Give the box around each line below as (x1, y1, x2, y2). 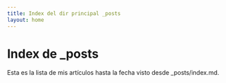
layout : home (7, 16, 45, 23)
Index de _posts (7, 46, 99, 62)
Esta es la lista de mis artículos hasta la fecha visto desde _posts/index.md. (7, 69, 220, 77)
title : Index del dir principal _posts (7, 10, 121, 17)
